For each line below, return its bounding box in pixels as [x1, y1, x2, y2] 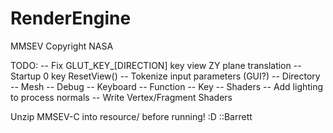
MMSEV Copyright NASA [10, 40, 114, 52]
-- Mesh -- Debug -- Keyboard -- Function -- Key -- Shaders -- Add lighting [10, 80, 324, 92]
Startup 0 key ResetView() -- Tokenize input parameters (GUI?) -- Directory [10, 70, 321, 82]
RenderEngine [10, 7, 132, 30]
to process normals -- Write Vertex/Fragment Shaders [10, 91, 233, 103]
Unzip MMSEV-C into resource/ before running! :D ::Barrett [10, 110, 253, 122]
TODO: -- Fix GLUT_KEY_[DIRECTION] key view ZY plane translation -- [10, 59, 302, 71]
